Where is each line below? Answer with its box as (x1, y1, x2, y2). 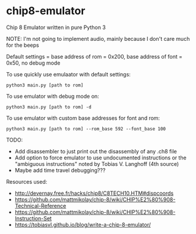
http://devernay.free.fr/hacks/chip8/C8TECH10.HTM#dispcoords (14, 190, 174, 197)
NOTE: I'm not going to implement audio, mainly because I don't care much (6, 35, 190, 42)
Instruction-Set (14, 214, 52, 222)
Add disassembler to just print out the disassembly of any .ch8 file (14, 148, 177, 155)
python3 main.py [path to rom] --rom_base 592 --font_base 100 (6, 126, 166, 132)
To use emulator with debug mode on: (6, 92, 99, 100)
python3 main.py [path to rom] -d (6, 104, 92, 110)
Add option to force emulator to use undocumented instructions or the (14, 154, 187, 161)
